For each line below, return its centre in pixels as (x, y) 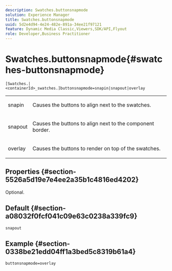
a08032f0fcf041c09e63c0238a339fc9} (71, 216)
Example (19, 244)
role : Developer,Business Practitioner (48, 34)
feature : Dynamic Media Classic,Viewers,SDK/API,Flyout (66, 29)
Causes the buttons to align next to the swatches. (92, 105)
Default (17, 208)
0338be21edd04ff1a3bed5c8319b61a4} (71, 252)
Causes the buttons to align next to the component (93, 123)
